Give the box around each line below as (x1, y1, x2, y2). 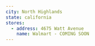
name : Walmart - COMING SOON (16, 31, 90, 37)
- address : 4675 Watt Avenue (11, 25, 84, 32)
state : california (5, 14, 52, 20)
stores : (5, 20, 25, 26)
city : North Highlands (5, 8, 63, 15)
